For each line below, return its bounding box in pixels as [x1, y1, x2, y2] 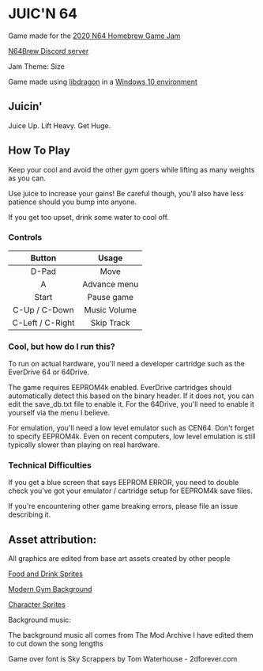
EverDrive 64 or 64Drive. [8, 367, 89, 377]
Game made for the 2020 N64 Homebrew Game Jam [8, 31, 181, 40]
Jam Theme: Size [8, 61, 65, 71]
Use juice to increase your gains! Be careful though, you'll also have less [8, 188, 244, 198]
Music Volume [84, 304, 137, 315]
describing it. [8, 510, 51, 519]
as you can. [8, 173, 46, 183]
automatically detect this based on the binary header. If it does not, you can [8, 391, 254, 400]
